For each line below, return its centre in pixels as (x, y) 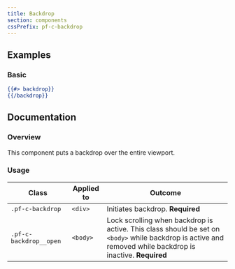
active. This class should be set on (163, 229)
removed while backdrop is (151, 246)
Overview (24, 137)
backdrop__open (36, 241)
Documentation (42, 117)
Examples (29, 55)
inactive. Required (137, 255)
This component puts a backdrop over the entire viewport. (91, 152)
